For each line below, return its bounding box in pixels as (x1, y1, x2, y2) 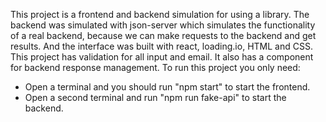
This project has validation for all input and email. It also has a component (10, 51, 314, 63)
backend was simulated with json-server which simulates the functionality (10, 19, 316, 31)
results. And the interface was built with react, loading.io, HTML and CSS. (10, 40, 313, 52)
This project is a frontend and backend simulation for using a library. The (10, 9, 310, 20)
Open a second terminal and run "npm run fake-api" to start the (24, 92, 287, 103)
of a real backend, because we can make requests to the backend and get (10, 30, 317, 41)
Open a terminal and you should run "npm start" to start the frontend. (24, 81, 311, 93)
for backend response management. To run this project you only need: (10, 62, 301, 73)
